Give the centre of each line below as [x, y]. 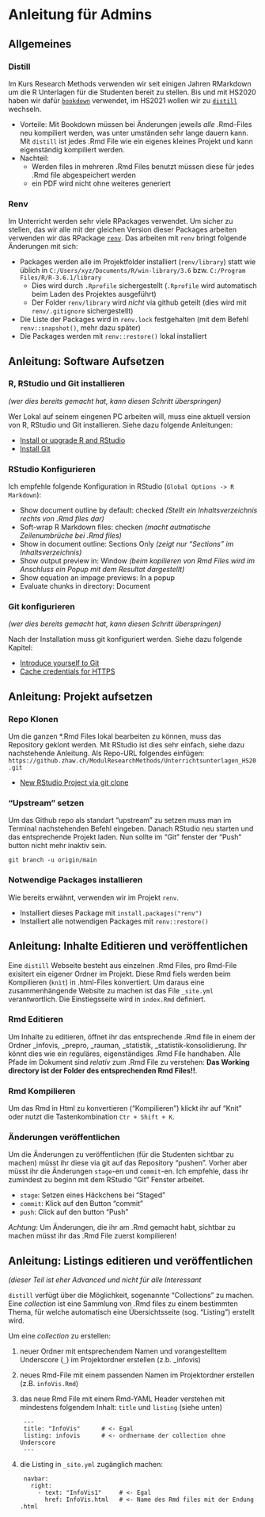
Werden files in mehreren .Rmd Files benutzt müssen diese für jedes [143, 166]
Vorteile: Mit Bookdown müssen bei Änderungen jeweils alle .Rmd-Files [136, 124]
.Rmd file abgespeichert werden [84, 175]
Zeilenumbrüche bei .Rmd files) [71, 536]
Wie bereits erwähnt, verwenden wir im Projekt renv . [94, 897]
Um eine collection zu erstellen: [60, 1336]
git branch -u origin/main [53, 860]
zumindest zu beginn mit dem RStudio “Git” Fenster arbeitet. [106, 1180]
